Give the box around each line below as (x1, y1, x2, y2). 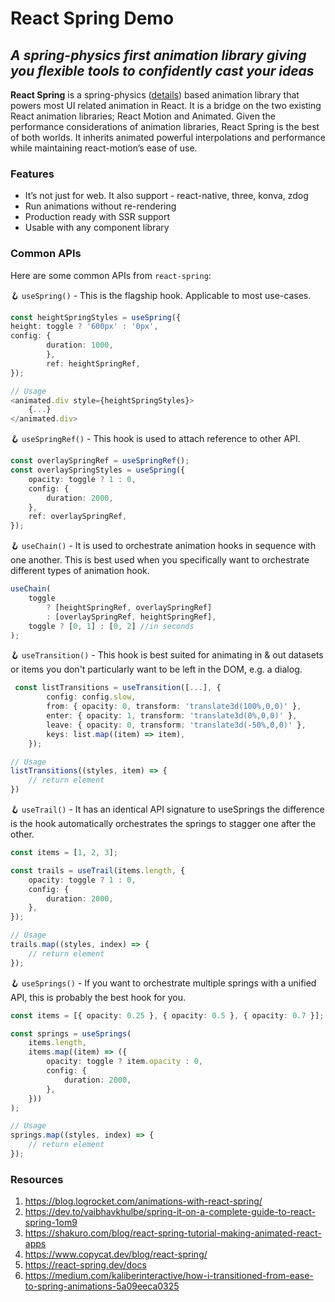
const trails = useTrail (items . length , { (10, 865, 186, 876)
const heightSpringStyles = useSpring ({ (10, 312, 182, 322)
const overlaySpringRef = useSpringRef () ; (10, 456, 190, 466)
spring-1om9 (24, 1217, 78, 1229)
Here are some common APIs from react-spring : (10, 269, 212, 281)
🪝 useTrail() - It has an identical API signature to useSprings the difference (10, 803, 325, 816)
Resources (10, 1172, 64, 1186)
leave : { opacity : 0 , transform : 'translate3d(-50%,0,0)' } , (46, 720, 307, 730)
